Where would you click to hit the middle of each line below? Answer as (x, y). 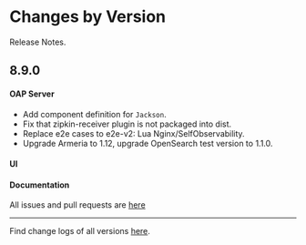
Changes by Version (88, 17)
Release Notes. (38, 42)
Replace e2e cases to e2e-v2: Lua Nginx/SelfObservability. (133, 133)
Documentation (40, 185)
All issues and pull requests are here (77, 205)
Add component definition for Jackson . (94, 114)
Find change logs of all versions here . (80, 231)
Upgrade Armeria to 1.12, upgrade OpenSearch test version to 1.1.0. (148, 143)
